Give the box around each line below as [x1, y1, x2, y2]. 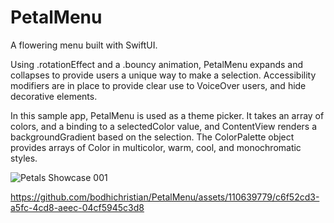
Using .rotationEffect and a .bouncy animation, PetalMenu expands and [10, 58, 304, 70]
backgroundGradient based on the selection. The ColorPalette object [10, 131, 295, 143]
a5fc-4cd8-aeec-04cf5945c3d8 [10, 201, 145, 213]
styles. [10, 152, 38, 164]
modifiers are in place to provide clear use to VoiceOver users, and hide [10, 79, 307, 91]
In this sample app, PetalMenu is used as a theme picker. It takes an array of [10, 109, 325, 121]
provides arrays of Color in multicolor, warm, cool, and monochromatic [10, 141, 302, 153]
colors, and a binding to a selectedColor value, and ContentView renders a [10, 120, 318, 132]
